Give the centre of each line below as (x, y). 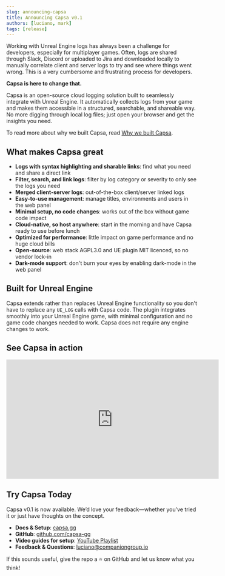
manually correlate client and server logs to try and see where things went (99, 65)
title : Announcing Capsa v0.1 (45, 18)
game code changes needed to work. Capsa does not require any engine (98, 323)
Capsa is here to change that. (44, 84)
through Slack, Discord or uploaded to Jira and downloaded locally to (93, 59)
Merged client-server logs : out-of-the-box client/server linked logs (100, 192)
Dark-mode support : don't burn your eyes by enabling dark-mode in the (106, 263)
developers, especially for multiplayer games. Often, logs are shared (92, 53)
